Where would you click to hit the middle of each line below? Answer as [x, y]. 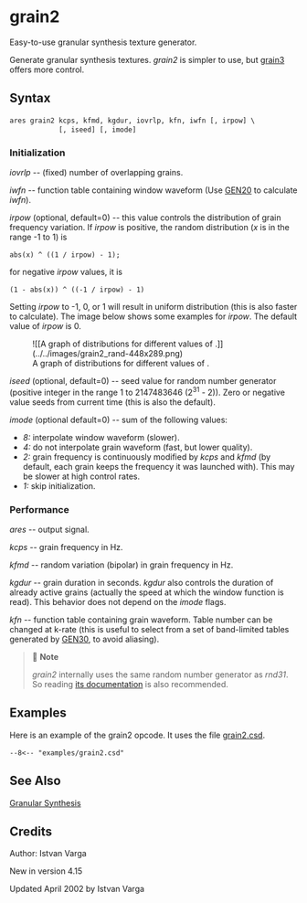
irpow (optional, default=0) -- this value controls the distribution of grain [145, 218]
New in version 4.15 [46, 871]
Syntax [30, 98]
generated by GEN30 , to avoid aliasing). [85, 639]
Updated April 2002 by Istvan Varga [77, 889]
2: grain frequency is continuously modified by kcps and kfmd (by [147, 457]
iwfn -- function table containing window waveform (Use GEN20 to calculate [153, 190]
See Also [35, 781]
